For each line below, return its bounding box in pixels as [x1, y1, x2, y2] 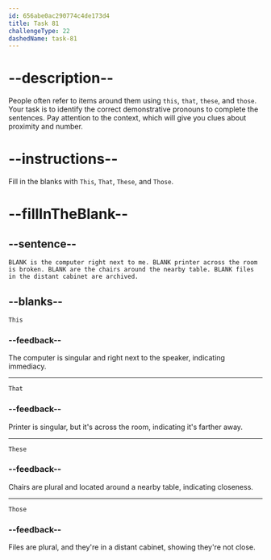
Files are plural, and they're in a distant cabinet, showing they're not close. [8, 542, 256, 552]
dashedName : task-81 [8, 34, 78, 43]
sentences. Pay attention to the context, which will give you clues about [8, 113, 247, 123]
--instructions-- [8, 150, 119, 168]
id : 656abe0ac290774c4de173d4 [8, 11, 110, 20]
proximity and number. [8, 122, 83, 132]
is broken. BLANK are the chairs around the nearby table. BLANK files [8, 266, 254, 274]
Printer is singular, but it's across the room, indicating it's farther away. [8, 422, 244, 432]
